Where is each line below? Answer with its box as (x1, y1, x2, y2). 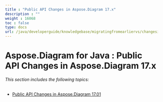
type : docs (5, 25, 27, 30)
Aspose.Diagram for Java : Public (5, 50, 143, 61)
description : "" (5, 12, 40, 16)
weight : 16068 (5, 16, 36, 21)
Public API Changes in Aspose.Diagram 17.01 (12, 91, 101, 97)
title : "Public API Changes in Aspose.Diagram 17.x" (5, 7, 116, 12)
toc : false (5, 20, 29, 25)
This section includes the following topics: (5, 76, 89, 82)
